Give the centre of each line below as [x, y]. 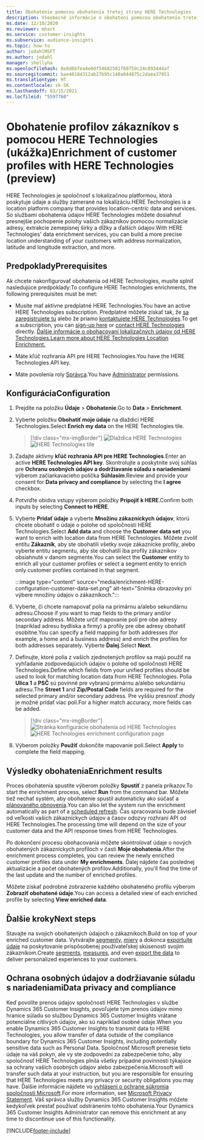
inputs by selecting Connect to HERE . [62, 507]
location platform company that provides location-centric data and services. [101, 208]
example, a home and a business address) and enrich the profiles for [101, 639]
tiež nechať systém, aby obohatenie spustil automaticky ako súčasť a [93, 799]
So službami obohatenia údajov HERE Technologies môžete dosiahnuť [94, 215]
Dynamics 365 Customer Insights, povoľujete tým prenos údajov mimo [94, 1009]
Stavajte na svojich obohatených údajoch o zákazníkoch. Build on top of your [102, 933]
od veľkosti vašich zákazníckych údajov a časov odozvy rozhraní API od [97, 818]
